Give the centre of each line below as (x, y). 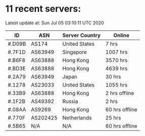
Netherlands (77, 118)
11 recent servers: (43, 9)
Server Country (82, 35)
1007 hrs (116, 52)
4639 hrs (116, 68)
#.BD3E (17, 68)
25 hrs (113, 118)
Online (122, 35)
